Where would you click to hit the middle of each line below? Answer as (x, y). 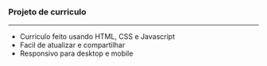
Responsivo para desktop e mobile (76, 53)
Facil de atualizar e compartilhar (72, 45)
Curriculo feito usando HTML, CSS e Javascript (97, 37)
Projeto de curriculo (47, 12)
